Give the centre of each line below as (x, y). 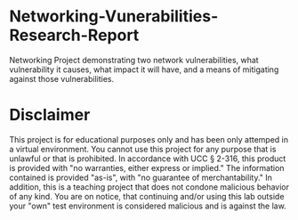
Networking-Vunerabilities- (114, 16)
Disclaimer (50, 115)
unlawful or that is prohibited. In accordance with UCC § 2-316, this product (148, 159)
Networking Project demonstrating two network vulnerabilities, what (134, 60)
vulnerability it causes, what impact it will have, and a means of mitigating (144, 69)
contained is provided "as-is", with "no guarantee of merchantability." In (141, 177)
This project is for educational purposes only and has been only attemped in (149, 139)
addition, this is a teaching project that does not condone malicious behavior (149, 187)
